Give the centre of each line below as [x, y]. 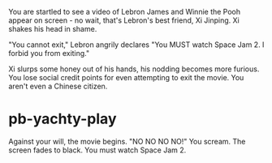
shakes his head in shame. [53, 29]
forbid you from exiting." [49, 53]
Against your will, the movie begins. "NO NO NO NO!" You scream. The [127, 141]
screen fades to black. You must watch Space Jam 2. [97, 150]
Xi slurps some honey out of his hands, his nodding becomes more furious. [134, 69]
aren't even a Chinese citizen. [58, 86]
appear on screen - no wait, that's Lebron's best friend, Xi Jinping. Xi [124, 20]
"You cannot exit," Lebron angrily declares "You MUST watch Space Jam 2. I [136, 45]
